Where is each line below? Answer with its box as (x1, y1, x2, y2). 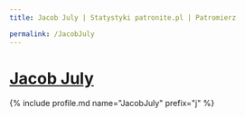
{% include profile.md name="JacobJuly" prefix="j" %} (9, 98, 215, 109)
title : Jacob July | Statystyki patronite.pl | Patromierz (9, 13, 237, 22)
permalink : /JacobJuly (9, 29, 95, 39)
